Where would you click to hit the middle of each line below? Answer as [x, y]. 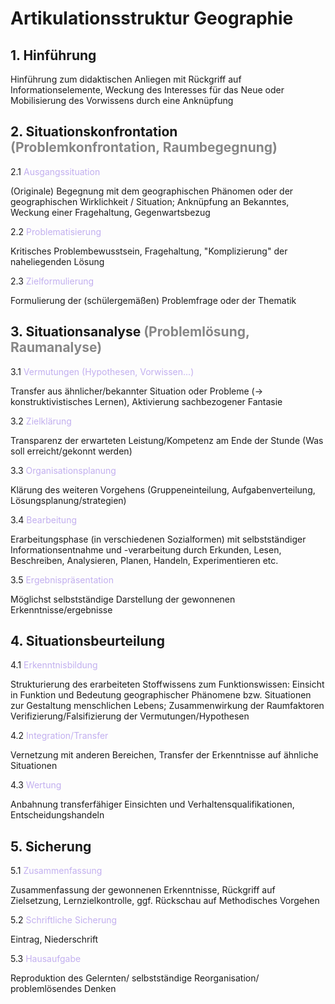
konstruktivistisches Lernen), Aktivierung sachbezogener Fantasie [146, 401]
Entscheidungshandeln [57, 815]
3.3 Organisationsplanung [63, 470]
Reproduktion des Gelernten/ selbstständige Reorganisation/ [135, 978]
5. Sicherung [51, 846]
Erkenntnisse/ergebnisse [61, 609]
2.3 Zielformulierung [52, 281]
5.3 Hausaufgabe [46, 959]
